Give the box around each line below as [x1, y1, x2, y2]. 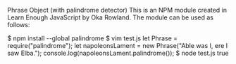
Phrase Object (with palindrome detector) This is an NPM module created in [7, 6, 228, 14]
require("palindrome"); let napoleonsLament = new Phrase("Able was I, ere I [7, 42, 228, 49]
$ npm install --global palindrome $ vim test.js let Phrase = [7, 34, 178, 42]
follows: [7, 21, 30, 29]
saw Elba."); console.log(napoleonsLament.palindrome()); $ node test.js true [7, 49, 229, 57]
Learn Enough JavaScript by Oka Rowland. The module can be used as [7, 13, 213, 22]
